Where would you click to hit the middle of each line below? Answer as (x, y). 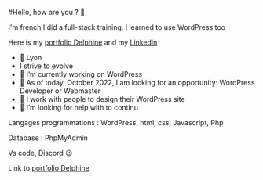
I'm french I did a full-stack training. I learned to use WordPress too (117, 27)
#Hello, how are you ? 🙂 (46, 12)
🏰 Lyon (31, 58)
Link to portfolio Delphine (49, 168)
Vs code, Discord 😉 (40, 153)
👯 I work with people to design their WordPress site (102, 99)
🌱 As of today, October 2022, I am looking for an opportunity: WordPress (137, 83)
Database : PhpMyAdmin (48, 138)
